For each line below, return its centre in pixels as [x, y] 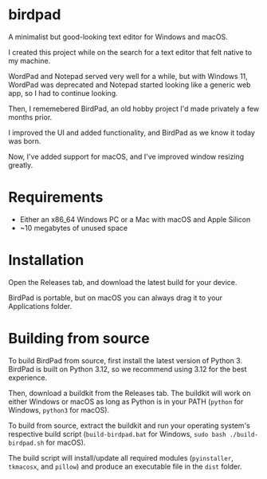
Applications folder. [40, 306]
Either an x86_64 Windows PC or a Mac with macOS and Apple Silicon [135, 219]
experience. [28, 378]
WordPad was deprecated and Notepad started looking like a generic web [130, 85]
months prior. [30, 117]
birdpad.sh [26, 443]
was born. [25, 141]
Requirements [56, 198]
